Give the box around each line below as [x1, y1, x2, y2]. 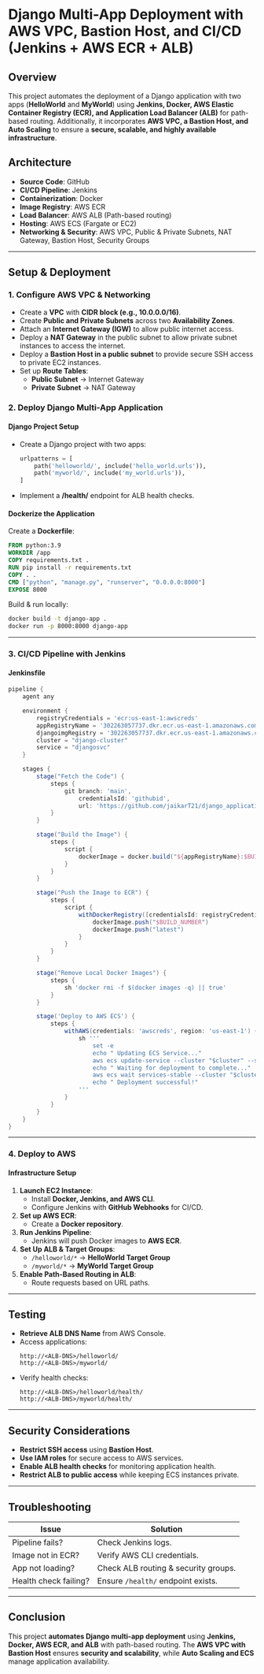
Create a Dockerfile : [8, 526, 75, 536]
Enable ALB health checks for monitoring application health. [19, 1462, 216, 1471]
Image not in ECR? [12, 1550, 80, 1561]
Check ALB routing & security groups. [97, 1563, 236, 1574]
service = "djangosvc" [36, 743, 111, 752]
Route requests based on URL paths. [31, 1278, 151, 1287]
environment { [22, 707, 68, 715]
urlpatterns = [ [19, 455, 73, 463]
